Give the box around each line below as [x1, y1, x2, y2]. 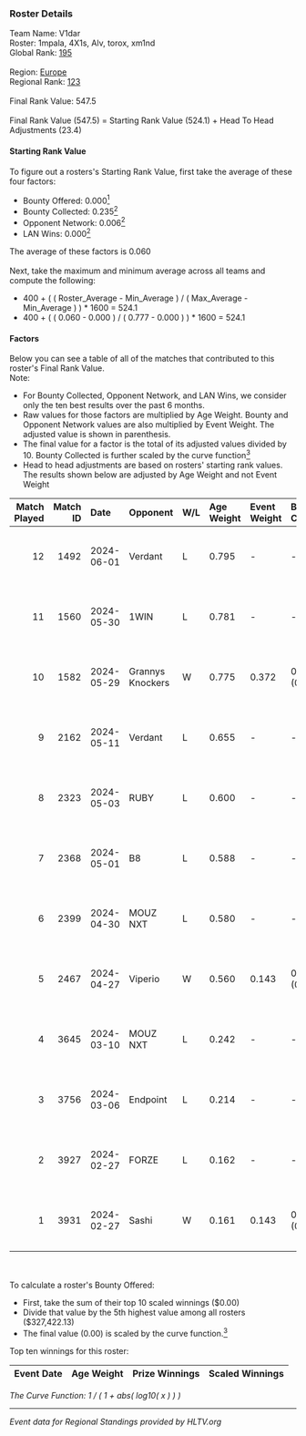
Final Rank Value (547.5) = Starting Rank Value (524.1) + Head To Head [9, 115, 274, 126]
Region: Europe [9, 67, 67, 77]
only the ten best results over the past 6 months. [22, 400, 205, 411]
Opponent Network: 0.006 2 [22, 215, 126, 228]
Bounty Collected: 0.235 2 [22, 204, 118, 217]
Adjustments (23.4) [9, 125, 82, 136]
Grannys [128, 664, 166, 677]
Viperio [128, 972, 160, 985]
